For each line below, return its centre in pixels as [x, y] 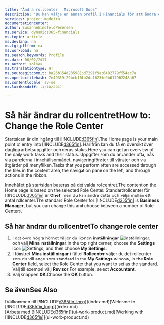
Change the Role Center [54, 126]
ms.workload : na [21, 50]
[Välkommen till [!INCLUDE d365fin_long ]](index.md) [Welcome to [70, 302]
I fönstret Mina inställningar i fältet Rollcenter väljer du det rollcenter [82, 254]
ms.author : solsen [24, 64]
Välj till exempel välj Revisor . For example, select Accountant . [74, 269]
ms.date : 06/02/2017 [26, 60]
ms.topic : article [24, 37]
